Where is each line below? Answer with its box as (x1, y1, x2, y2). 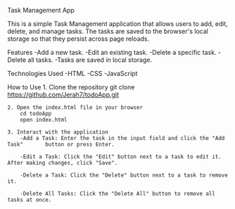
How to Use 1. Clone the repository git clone (7, 83, 135, 91)
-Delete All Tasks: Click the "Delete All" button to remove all (20, 190, 216, 197)
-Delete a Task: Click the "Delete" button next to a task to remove (20, 172, 229, 179)
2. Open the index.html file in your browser (7, 104, 143, 111)
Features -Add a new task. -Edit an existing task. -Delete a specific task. (7, 49, 217, 56)
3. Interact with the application (7, 129, 109, 136)
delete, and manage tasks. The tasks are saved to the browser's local (7, 27, 209, 35)
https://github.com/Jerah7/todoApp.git (7, 91, 120, 99)
